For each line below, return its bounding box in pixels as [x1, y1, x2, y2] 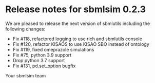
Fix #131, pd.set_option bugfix [12, 63, 76, 69]
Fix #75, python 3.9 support [12, 52, 72, 58]
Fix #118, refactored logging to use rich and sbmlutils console [12, 36, 143, 42]
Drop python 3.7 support [12, 57, 65, 63]
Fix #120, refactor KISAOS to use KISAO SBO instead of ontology [12, 41, 150, 47]
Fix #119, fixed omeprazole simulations [12, 46, 94, 52]
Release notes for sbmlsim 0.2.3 [5, 4, 146, 15]
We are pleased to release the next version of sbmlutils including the [5, 20, 150, 26]
